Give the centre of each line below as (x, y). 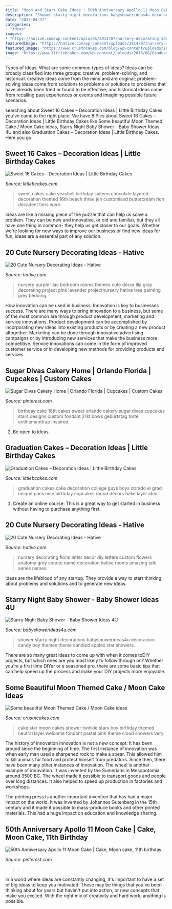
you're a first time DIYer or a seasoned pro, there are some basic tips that (83, 666)
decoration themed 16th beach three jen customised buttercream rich (91, 199)
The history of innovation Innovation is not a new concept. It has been (79, 743)
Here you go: (19, 137)
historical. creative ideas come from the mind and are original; (71, 78)
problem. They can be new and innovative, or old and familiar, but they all (83, 220)
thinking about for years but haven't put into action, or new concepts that (82, 890)
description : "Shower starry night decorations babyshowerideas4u (78, 15)
